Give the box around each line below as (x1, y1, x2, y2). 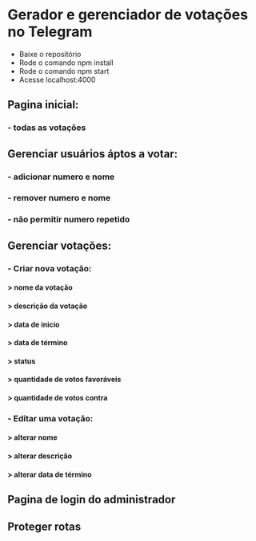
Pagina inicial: (7, 98, 79, 112)
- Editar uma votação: (7, 413, 94, 424)
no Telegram (7, 22, 93, 41)
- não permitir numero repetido (7, 214, 130, 226)
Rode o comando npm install (18, 58, 114, 67)
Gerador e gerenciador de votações (7, 6, 249, 24)
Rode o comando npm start (18, 66, 110, 75)
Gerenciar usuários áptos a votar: (7, 147, 178, 161)
